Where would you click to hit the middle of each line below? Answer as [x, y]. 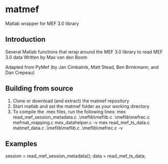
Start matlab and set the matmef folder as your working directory [81, 106]
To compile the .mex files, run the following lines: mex [69, 112]
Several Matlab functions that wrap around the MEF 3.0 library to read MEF [84, 51]
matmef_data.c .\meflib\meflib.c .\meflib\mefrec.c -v [68, 128]
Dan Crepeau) [20, 72]
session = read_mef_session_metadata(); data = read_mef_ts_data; [76, 156]
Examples [21, 144]
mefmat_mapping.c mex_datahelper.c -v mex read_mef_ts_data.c [81, 122]
